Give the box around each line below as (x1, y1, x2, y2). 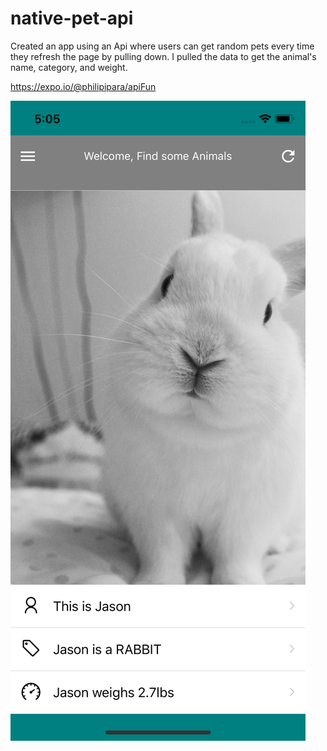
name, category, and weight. (10, 61, 128, 73)
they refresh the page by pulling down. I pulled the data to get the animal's (10, 50, 317, 62)
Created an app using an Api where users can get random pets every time (10, 40, 315, 52)
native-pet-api (10, 7, 134, 30)
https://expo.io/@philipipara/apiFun (10, 80, 157, 92)
